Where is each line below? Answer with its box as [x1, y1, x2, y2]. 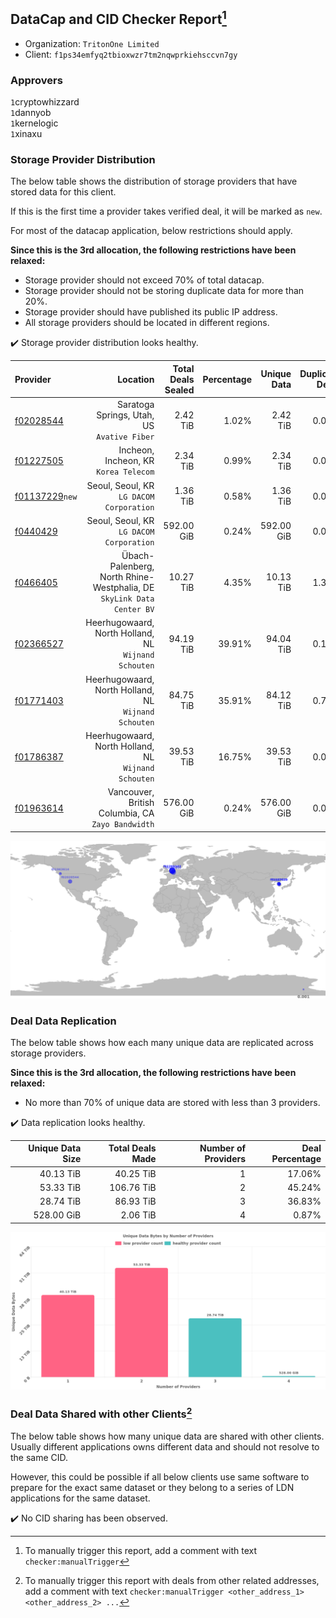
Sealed [164, 384, 195, 396]
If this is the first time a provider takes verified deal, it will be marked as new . [10, 205, 323, 218]
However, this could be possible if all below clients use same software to [10, 1470, 310, 1483]
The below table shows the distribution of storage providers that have [10, 175, 298, 188]
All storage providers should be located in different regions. [24, 317, 270, 329]
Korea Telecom [96, 467, 155, 478]
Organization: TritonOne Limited [24, 37, 160, 49]
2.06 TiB [120, 1209, 157, 1221]
